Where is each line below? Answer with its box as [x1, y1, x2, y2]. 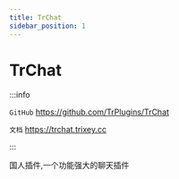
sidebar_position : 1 [9, 21, 87, 30]
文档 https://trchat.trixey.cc [9, 124, 107, 135]
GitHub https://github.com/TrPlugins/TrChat [9, 107, 170, 117]
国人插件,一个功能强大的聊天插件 [9, 160, 130, 171]
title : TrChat [9, 13, 63, 22]
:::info [9, 89, 30, 100]
